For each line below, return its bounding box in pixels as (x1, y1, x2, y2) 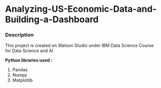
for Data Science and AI (5, 48, 53, 54)
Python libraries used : (5, 58, 53, 63)
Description (5, 31, 34, 38)
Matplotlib (12, 77, 33, 83)
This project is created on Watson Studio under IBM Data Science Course (5, 43, 154, 49)
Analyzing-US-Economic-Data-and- (5, 3, 157, 15)
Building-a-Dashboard (5, 14, 99, 25)
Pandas (12, 67, 28, 73)
